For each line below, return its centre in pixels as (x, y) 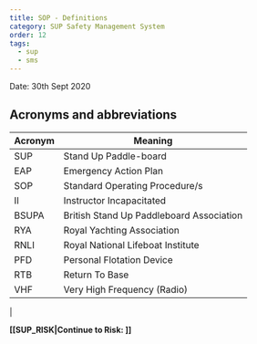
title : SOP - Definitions (58, 18)
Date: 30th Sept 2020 (50, 86)
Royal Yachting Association (121, 230)
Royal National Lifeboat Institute (131, 245)
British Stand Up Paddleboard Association (153, 215)
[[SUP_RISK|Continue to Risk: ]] (71, 329)
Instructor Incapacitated (115, 200)
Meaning (153, 141)
